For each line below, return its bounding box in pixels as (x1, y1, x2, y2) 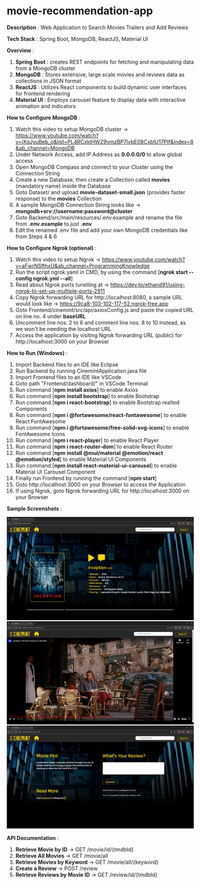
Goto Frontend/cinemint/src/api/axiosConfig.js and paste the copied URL (15, 306, 194, 313)
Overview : (7, 46, 34, 54)
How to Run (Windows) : (7, 349, 68, 356)
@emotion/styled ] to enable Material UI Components (15, 456, 147, 463)
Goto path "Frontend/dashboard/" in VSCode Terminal (15, 380, 148, 387)
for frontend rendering (15, 90, 71, 97)
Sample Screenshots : (7, 505, 62, 512)
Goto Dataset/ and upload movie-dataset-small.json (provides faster (15, 188, 186, 195)
